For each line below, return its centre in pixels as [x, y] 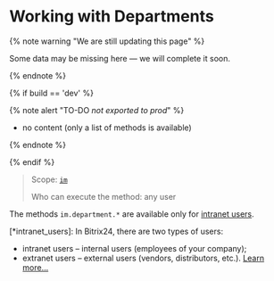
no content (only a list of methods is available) [107, 128]
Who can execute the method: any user [104, 196]
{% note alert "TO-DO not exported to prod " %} [97, 110]
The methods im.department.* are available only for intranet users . [132, 214]
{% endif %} [32, 161]
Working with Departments [112, 17]
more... [35, 267]
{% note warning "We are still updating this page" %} [107, 41]
